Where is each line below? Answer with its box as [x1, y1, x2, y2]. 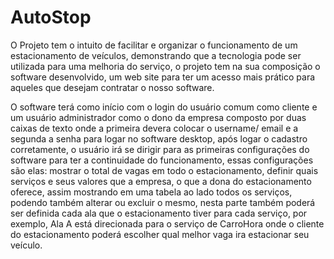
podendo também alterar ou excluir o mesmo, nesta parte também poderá [10, 196, 316, 208]
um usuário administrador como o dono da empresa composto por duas [10, 111, 307, 123]
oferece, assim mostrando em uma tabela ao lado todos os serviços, [10, 186, 293, 198]
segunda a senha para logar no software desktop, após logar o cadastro [10, 132, 308, 145]
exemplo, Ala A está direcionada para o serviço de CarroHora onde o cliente [10, 217, 325, 230]
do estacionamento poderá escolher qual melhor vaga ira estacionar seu [10, 228, 310, 240]
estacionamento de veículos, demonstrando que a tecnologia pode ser [10, 49, 302, 61]
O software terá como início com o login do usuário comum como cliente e [10, 101, 318, 113]
